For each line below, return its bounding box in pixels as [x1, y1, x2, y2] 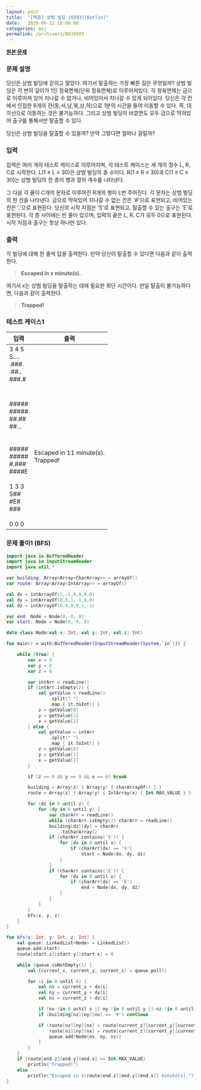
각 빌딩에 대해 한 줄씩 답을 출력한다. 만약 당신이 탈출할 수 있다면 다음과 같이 [6, 250, 181, 257]
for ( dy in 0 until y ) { [38, 807, 100, 813]
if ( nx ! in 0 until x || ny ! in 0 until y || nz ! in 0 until [38, 1006, 194, 1012]
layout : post [6, 8, 39, 15]
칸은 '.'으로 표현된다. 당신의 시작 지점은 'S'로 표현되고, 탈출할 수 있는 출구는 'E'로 [6, 203, 193, 211]
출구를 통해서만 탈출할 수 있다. [12, 117, 83, 124]
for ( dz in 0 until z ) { [28, 801, 90, 807]
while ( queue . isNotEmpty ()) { [17, 962, 93, 968]
